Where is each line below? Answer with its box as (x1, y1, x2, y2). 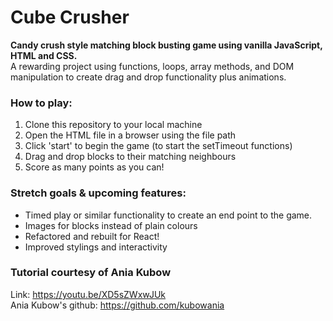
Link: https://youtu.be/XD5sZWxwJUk (10, 288, 167, 300)
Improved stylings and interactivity (24, 241, 168, 253)
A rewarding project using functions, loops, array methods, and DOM (10, 60, 295, 72)
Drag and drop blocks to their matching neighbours (24, 151, 237, 163)
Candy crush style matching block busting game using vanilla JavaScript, (10, 39, 323, 51)
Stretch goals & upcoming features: (10, 186, 187, 200)
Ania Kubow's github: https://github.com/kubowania (10, 299, 225, 311)
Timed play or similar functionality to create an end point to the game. (24, 209, 313, 221)
